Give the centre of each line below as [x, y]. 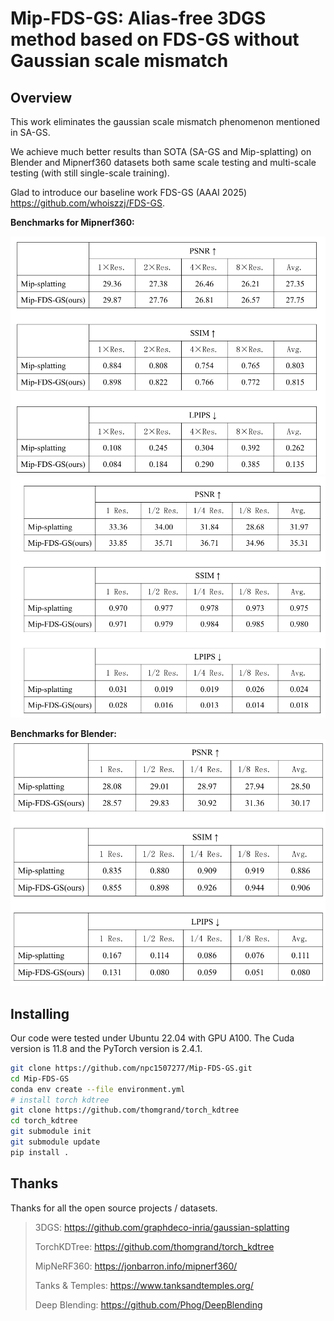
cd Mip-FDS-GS [40, 1078]
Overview [41, 97]
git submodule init [51, 1132]
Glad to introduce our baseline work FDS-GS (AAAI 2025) [129, 192]
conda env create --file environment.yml [98, 1089]
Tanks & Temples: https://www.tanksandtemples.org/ [144, 1285]
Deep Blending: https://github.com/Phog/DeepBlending [148, 1304]
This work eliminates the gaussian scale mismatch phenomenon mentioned [165, 121]
